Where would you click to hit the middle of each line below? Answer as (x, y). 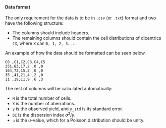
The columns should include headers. (51, 33)
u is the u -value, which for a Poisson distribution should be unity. (78, 120)
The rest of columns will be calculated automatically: (59, 89)
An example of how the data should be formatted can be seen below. (76, 53)
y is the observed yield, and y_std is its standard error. (68, 109)
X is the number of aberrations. (44, 104)
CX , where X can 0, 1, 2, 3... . (44, 43)
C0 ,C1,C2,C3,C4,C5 (25, 62)
